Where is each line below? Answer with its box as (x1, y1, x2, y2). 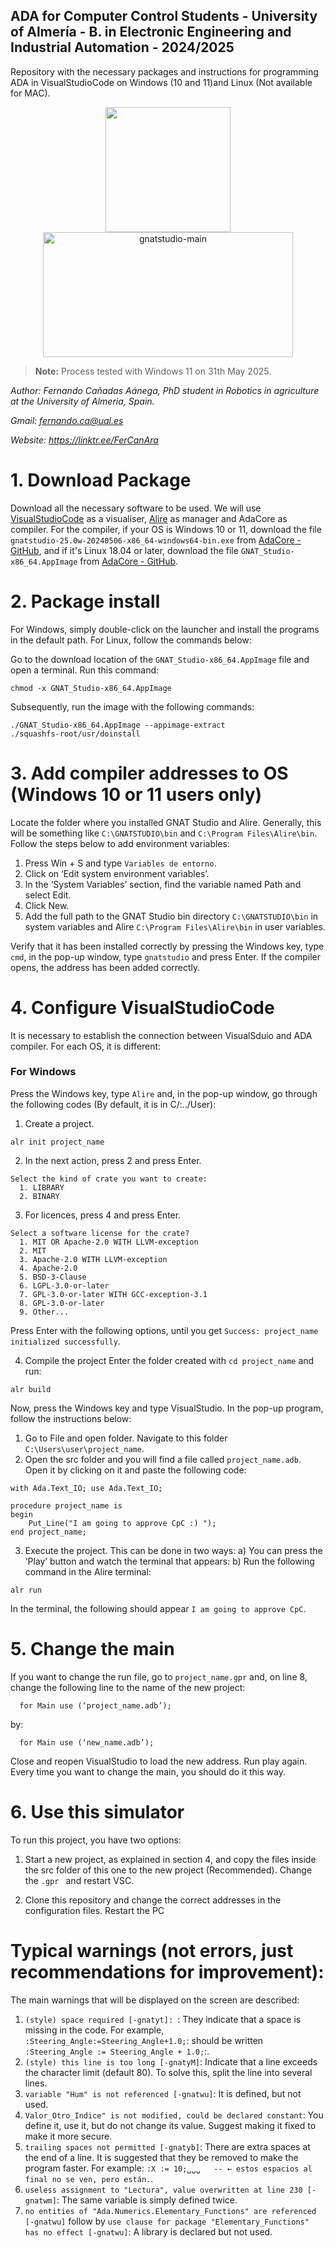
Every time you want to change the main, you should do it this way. (10, 1765, 286, 1778)
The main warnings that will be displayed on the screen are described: (10, 1994, 300, 2006)
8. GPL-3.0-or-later (19, 1298, 105, 1308)
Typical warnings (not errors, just (10, 1939, 294, 1962)
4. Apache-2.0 (19, 1263, 78, 1273)
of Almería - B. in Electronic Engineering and (10, 24, 292, 41)
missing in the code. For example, (24, 2024, 165, 2036)
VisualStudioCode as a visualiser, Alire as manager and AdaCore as (10, 512, 288, 524)
